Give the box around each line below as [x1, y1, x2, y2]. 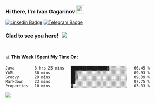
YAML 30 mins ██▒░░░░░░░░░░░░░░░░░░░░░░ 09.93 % [5, 70, 150, 75]
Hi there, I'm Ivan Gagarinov [5, 8, 75, 15]
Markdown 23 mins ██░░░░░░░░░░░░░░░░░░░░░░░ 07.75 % [5, 79, 150, 84]
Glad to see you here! [5, 32, 59, 39]
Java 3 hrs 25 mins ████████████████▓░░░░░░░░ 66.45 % [5, 65, 150, 71]
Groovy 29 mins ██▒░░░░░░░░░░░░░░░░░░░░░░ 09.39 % [5, 74, 150, 80]
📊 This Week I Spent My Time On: [5, 54, 78, 60]
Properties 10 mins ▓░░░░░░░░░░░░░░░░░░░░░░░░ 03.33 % [5, 83, 150, 88]
